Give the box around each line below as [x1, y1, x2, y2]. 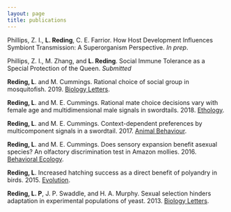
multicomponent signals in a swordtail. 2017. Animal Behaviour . [7, 127, 187, 135]
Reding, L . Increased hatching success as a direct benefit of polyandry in [7, 168, 218, 177]
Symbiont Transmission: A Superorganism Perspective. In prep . [7, 43, 189, 51]
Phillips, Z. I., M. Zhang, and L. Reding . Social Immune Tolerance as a [7, 56, 205, 65]
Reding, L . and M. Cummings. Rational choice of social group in [7, 77, 190, 85]
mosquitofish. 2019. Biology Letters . [7, 85, 110, 93]
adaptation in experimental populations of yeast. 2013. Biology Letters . [7, 196, 209, 205]
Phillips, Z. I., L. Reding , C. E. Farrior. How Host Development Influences [7, 35, 214, 44]
